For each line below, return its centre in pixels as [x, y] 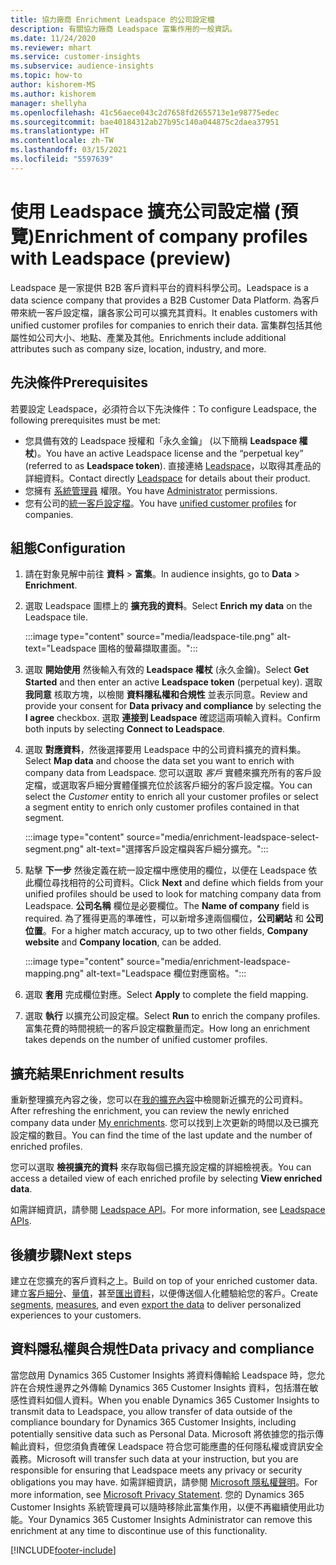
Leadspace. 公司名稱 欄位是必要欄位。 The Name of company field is [167, 906]
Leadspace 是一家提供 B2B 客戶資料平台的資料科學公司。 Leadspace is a [159, 287]
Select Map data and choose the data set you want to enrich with [159, 761]
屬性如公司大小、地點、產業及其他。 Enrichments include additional [148, 337]
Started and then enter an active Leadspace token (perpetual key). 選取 [173, 682]
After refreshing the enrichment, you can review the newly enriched [150, 1111]
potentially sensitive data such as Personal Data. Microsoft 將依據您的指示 [163, 1433]
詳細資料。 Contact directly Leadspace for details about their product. [167, 478]
